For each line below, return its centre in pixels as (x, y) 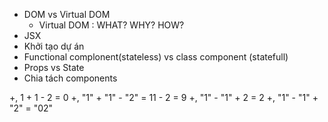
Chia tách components (70, 78)
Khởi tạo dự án (54, 46)
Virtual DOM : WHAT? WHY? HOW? (111, 25)
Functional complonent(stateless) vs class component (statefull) (156, 57)
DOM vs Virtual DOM (67, 14)
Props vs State (54, 67)
